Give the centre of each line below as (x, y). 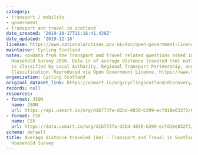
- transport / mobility (35, 17)
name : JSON (25, 105)
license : (17, 45)
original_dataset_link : (35, 83)
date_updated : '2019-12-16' (41, 39)
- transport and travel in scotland (51, 28)
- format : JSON (25, 99)
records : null (24, 88)
